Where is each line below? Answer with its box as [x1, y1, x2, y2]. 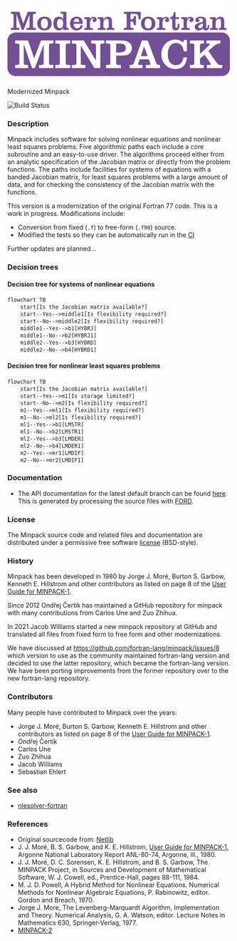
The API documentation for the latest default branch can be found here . [17, 489, 228, 497]
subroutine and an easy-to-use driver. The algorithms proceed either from [7, 150, 225, 159]
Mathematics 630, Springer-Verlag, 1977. [17, 918, 137, 927]
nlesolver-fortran [17, 801, 68, 810]
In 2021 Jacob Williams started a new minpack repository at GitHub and [7, 623, 217, 631]
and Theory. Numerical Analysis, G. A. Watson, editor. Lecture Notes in [17, 911, 226, 920]
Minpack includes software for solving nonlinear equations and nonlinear [7, 135, 221, 144]
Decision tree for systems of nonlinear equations [7, 280, 155, 288]
